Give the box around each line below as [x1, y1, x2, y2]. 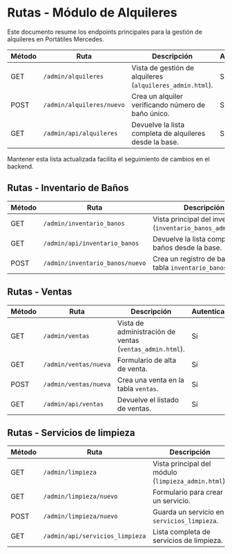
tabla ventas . [117, 384, 159, 393]
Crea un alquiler [131, 91, 183, 101]
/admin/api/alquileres [43, 129, 118, 137]
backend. [7, 162, 34, 170]
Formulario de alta [117, 355, 177, 365]
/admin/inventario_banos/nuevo [43, 259, 146, 267]
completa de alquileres [131, 128, 206, 138]
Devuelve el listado [117, 395, 180, 404]
